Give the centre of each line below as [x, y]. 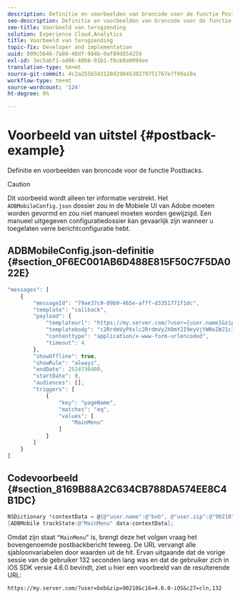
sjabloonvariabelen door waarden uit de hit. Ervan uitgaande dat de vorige [116, 553]
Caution [19, 184]
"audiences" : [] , [59, 383]
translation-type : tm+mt [44, 67]
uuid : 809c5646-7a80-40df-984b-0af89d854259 [75, 54]
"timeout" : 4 [65, 343]
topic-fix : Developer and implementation [70, 47]
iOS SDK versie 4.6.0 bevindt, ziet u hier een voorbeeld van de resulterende [119, 568]
